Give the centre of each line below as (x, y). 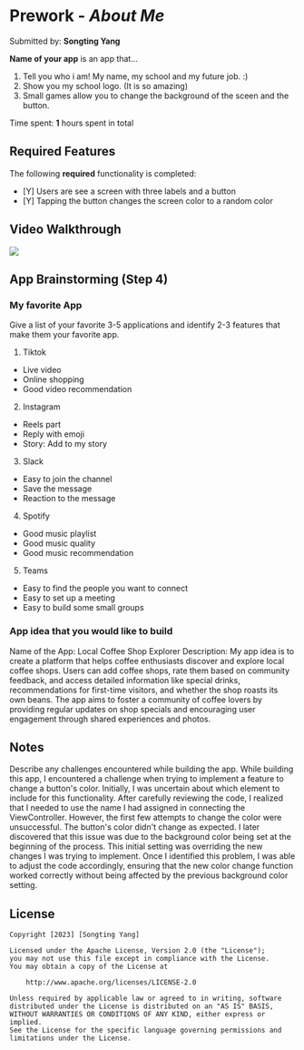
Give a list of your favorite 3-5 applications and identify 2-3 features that (145, 325)
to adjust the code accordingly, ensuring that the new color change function (151, 866)
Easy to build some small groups (83, 608)
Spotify (36, 516)
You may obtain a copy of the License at (89, 967)
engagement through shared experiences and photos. (110, 719)
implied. (26, 1023)
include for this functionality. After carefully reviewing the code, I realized (147, 798)
